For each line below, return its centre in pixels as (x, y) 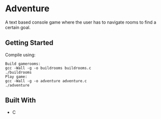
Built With (20, 101)
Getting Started (29, 43)
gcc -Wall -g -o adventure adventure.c (46, 81)
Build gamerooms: (23, 64)
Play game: (16, 77)
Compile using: (20, 55)
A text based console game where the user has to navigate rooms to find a (81, 22)
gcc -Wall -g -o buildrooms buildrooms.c (48, 68)
